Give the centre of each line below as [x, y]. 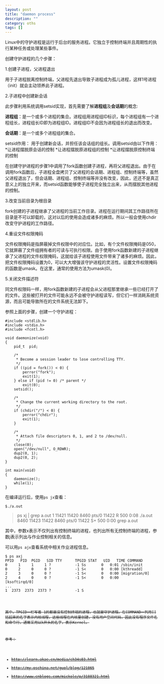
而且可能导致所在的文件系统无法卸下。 [52, 302]
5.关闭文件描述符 [22, 279]
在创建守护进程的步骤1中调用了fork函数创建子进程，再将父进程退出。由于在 [81, 166]
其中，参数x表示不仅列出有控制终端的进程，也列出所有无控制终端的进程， [79, 531]
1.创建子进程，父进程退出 [30, 69]
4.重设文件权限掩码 [24, 234]
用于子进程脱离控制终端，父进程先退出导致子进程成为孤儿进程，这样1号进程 [81, 80]
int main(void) [20, 471]
